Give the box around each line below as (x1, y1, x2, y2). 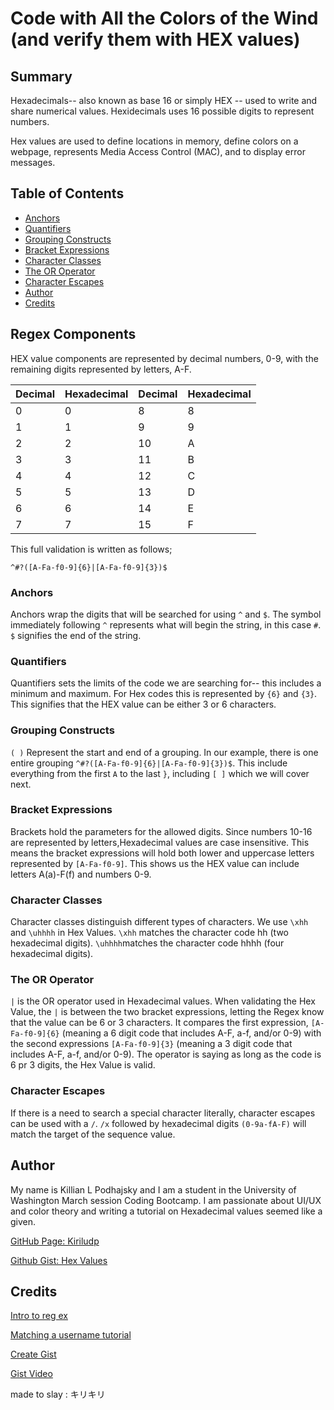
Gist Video (10, 1368, 53, 1380)
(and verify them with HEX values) (10, 28, 301, 51)
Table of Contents (10, 185, 125, 202)
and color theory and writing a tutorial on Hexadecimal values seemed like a (10, 1205, 323, 1217)
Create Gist (10, 1348, 57, 1361)
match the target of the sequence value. (10, 1128, 176, 1140)
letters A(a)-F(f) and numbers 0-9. (10, 868, 152, 880)
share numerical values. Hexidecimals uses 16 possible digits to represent (10, 105, 315, 117)
